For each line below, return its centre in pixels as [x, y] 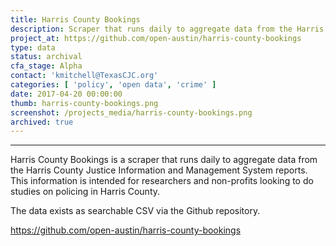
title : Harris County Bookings [75, 19]
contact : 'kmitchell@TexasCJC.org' [84, 76]
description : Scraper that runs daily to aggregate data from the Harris [167, 29]
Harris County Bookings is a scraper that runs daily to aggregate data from [164, 160]
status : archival [46, 57]
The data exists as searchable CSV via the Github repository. [135, 211]
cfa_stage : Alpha [46, 66]
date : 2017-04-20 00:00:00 [66, 94]
